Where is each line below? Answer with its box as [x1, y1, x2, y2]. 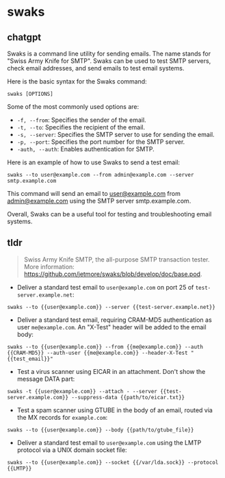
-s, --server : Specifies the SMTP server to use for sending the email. [16, 131, 215, 138]
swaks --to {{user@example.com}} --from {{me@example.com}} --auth [7, 343, 204, 350]
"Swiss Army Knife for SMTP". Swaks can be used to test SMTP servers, [7, 57, 211, 65]
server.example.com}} [7, 394, 69, 401]
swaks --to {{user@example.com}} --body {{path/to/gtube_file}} [7, 426, 194, 433]
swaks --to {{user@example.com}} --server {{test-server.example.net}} [7, 303, 215, 310]
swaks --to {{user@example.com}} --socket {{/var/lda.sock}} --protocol [7, 459, 219, 466]
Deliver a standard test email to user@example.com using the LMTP [16, 438, 202, 446]
